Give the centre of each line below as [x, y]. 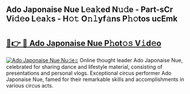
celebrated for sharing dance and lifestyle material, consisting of [84, 67]
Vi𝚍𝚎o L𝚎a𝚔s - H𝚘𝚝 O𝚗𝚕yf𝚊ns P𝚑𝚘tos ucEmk [92, 19]
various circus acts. [30, 85]
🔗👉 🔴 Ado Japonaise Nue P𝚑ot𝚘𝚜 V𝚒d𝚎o [84, 43]
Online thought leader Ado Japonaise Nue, [131, 60]
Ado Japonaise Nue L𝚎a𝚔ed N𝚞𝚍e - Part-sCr [90, 10]
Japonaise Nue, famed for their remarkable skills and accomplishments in [95, 79]
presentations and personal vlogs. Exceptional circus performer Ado [89, 73]
